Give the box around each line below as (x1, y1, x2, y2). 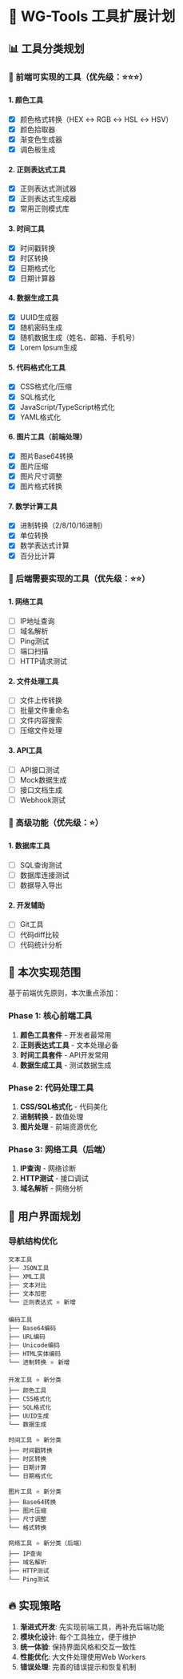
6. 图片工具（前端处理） (8, 432, 87, 442)
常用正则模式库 (19, 204, 70, 213)
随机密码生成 (19, 322, 62, 333)
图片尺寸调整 (19, 471, 62, 481)
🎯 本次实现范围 (8, 965, 82, 979)
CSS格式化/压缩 (19, 382, 73, 391)
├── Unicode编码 (8, 1341, 60, 1349)
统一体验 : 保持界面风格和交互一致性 (19, 1641, 137, 1652)
